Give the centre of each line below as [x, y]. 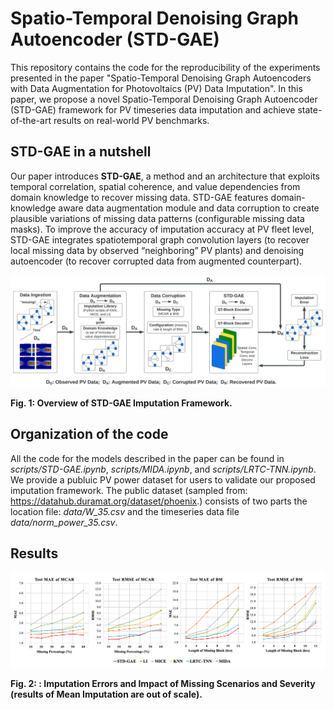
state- [310, 109]
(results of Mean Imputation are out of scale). [106, 694]
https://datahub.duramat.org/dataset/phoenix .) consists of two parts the [159, 501]
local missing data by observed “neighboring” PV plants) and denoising [157, 250]
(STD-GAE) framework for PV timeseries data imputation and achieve [153, 109]
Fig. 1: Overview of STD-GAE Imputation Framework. [121, 403]
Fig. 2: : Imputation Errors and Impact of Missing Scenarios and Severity [163, 683]
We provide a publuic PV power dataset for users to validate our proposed [163, 479]
